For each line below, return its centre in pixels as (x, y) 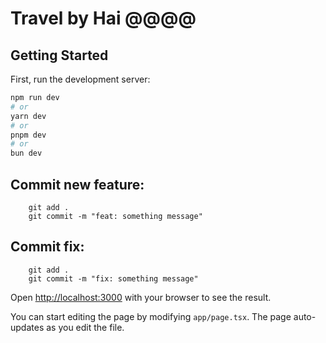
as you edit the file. (85, 327)
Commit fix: (47, 247)
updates (27, 327)
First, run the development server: (80, 79)
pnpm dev (28, 135)
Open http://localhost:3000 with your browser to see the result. (141, 297)
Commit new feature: (77, 184)
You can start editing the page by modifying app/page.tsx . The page (151, 316)
